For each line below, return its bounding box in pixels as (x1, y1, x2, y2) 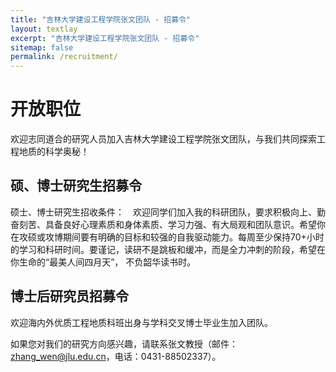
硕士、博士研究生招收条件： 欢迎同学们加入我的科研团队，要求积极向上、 (10, 206, 317, 218)
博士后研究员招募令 (10, 288, 129, 305)
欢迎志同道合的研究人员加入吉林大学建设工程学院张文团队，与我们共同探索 (10, 133, 317, 145)
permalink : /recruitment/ (10, 52, 118, 62)
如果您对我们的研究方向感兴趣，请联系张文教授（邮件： (10, 337, 238, 350)
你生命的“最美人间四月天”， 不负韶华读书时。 (10, 256, 197, 268)
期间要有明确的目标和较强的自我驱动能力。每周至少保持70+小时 (62, 231, 325, 243)
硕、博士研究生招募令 (10, 177, 142, 195)
